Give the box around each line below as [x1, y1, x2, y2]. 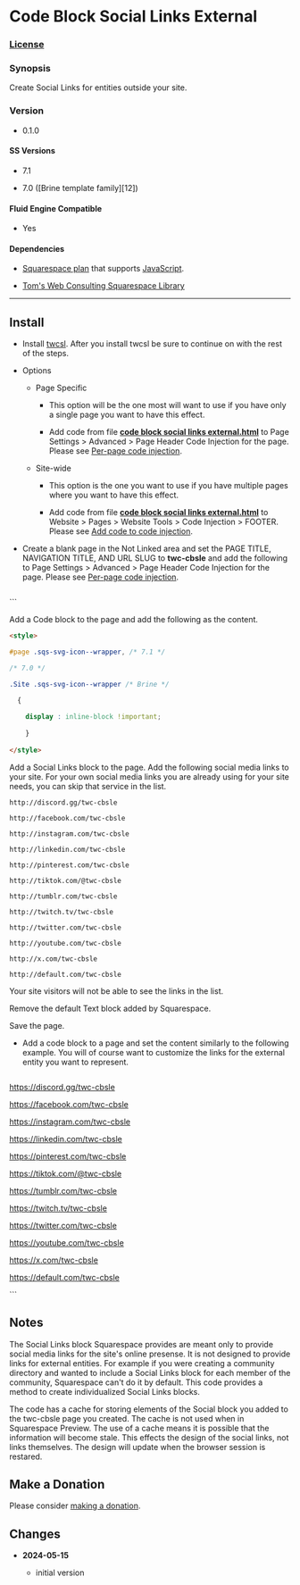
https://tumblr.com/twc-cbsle [9, 1185, 118, 1196]
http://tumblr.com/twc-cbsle [9, 891, 118, 901]
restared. [9, 1451, 43, 1462]
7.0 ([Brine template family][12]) [21, 182, 138, 193]
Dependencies [9, 243, 65, 254]
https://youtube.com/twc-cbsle [9, 1237, 125, 1247]
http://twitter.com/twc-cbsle [9, 922, 122, 932]
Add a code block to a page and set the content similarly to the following [21, 1038, 289, 1048]
